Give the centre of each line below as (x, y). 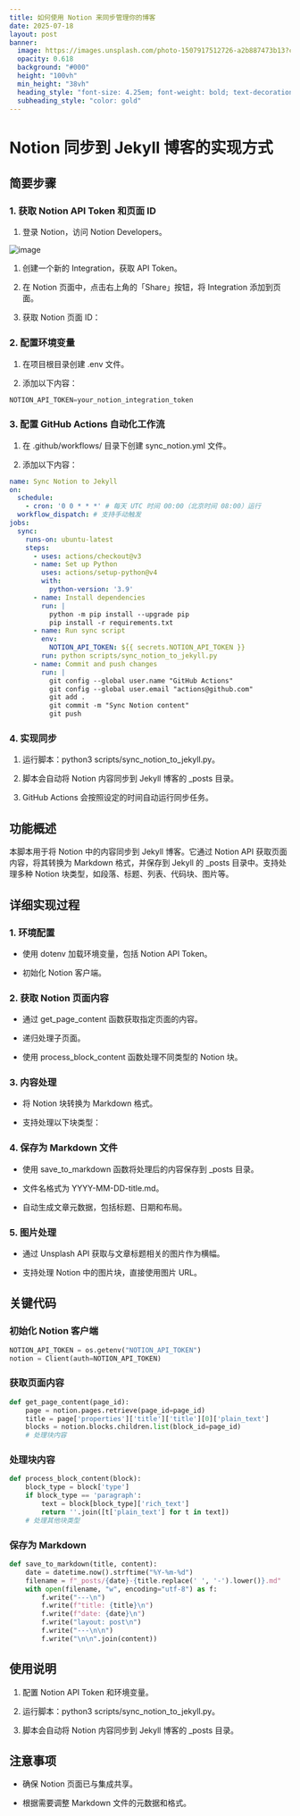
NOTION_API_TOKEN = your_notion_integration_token (101, 400)
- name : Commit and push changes (95, 664)
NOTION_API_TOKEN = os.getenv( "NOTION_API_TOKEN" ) (105, 1350)
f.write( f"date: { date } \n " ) (93, 1614)
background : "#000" (54, 68)
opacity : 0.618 (46, 59)
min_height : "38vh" (54, 84)
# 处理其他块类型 (53, 1520)
